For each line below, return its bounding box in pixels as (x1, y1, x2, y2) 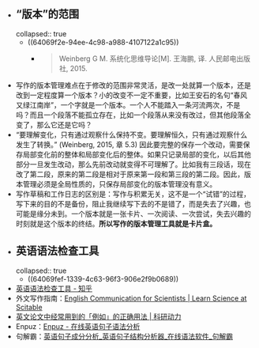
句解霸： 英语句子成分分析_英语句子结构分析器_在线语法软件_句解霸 (15, 331, 233, 341)
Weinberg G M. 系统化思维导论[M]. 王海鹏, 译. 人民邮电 (58, 54, 237, 63)
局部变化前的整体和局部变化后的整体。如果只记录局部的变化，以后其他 (22, 149, 251, 159)
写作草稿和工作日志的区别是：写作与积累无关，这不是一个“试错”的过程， (15, 189, 251, 199)
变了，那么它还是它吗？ (15, 119, 92, 129)
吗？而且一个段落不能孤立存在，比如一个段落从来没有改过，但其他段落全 (15, 110, 251, 119)
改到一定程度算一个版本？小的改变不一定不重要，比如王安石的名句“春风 (15, 90, 247, 100)
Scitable (15, 302, 43, 312)
